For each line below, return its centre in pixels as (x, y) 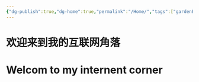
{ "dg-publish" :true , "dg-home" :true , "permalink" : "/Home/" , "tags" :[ (90, 12)
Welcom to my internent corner (84, 70)
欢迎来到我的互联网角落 (63, 42)
